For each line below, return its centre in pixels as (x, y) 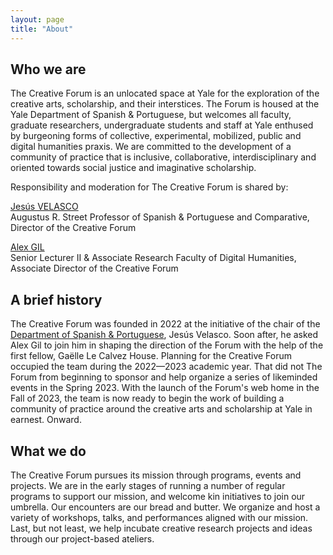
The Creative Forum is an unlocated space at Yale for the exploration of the (165, 93)
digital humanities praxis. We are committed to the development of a (151, 147)
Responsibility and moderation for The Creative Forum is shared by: (149, 187)
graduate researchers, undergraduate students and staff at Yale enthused (162, 125)
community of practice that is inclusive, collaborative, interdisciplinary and (163, 157)
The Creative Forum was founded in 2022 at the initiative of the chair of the (165, 324)
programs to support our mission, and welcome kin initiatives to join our (158, 496)
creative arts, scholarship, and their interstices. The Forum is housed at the (165, 104)
